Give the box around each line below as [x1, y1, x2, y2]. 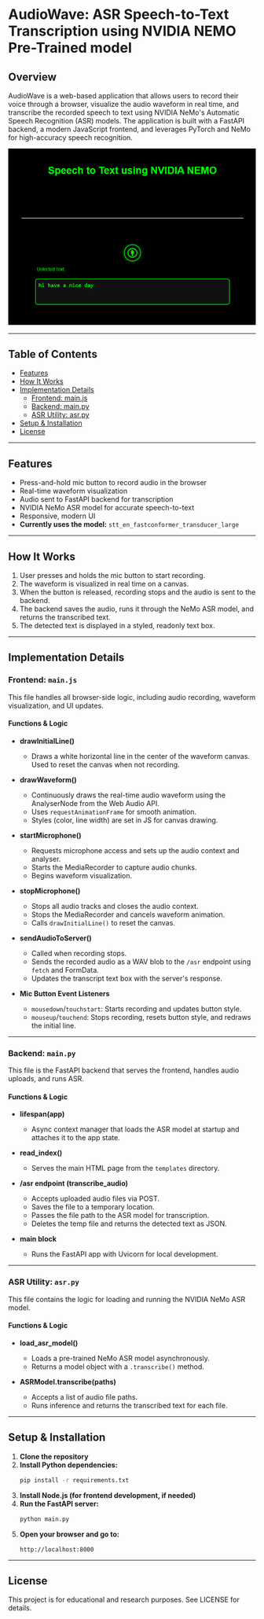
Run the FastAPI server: [19, 1499, 100, 1508]
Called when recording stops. [31, 948, 127, 958]
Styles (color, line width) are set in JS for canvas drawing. [31, 815, 218, 825]
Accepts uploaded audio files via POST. [31, 1194, 159, 1204]
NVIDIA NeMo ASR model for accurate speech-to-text [19, 503, 195, 513]
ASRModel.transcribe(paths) [19, 1377, 116, 1386]
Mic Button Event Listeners [19, 988, 110, 998]
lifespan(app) [19, 1109, 65, 1119]
